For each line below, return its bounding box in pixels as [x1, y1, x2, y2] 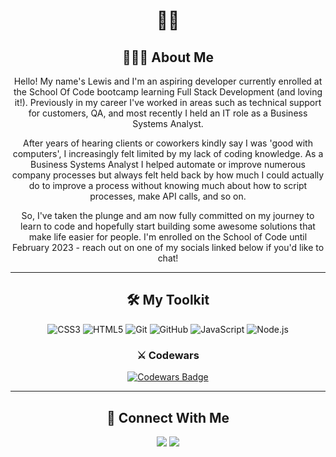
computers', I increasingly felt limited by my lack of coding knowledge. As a [12, 148, 324, 159]
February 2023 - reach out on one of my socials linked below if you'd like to [11, 242, 325, 253]
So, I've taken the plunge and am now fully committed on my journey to [21, 210, 315, 221]
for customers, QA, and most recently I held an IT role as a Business [28, 107, 308, 119]
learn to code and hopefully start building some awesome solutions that [20, 220, 316, 232]
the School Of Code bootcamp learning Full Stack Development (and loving [13, 86, 323, 98]
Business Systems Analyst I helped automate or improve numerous [29, 159, 306, 170]
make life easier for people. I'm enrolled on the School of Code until [28, 231, 308, 243]
